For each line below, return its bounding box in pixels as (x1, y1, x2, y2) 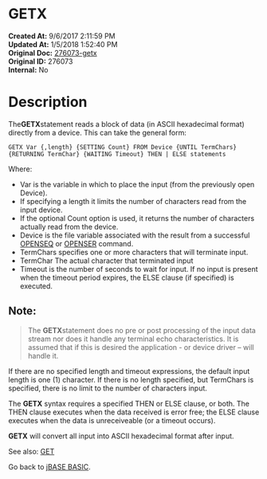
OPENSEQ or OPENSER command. (19, 238, 134, 248)
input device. (19, 205, 63, 214)
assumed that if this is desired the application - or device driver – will (27, 342, 254, 351)
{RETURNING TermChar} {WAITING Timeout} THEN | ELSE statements (8, 150, 226, 158)
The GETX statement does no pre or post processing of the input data (27, 325, 257, 335)
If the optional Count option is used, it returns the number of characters (19, 213, 255, 223)
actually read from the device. (19, 222, 119, 231)
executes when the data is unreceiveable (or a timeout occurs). (8, 415, 216, 425)
